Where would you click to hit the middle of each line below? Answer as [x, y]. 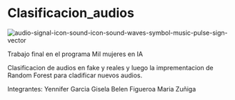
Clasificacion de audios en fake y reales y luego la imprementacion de [110, 67]
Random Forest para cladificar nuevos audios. [75, 75]
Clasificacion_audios [71, 13]
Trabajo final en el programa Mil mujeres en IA [75, 54]
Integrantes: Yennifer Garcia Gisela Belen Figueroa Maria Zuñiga [102, 89]
